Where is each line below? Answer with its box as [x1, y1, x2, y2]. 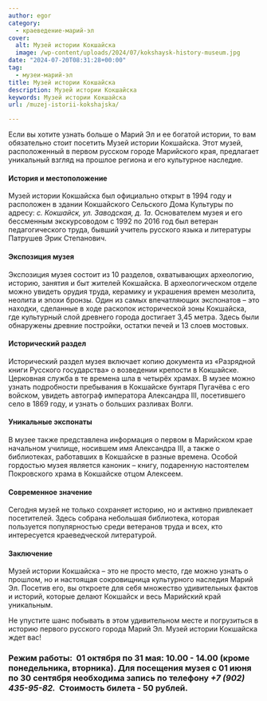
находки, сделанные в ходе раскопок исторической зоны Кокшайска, [8, 303, 247, 313]
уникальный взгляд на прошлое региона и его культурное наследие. [8, 155, 243, 164]
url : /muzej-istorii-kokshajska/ [8, 101, 120, 109]
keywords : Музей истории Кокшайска [8, 93, 127, 101]
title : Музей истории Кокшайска [8, 78, 116, 86]
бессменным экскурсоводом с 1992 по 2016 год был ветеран [8, 216, 218, 226]
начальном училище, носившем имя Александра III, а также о [8, 443, 221, 453]
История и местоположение [8, 173, 108, 183]
